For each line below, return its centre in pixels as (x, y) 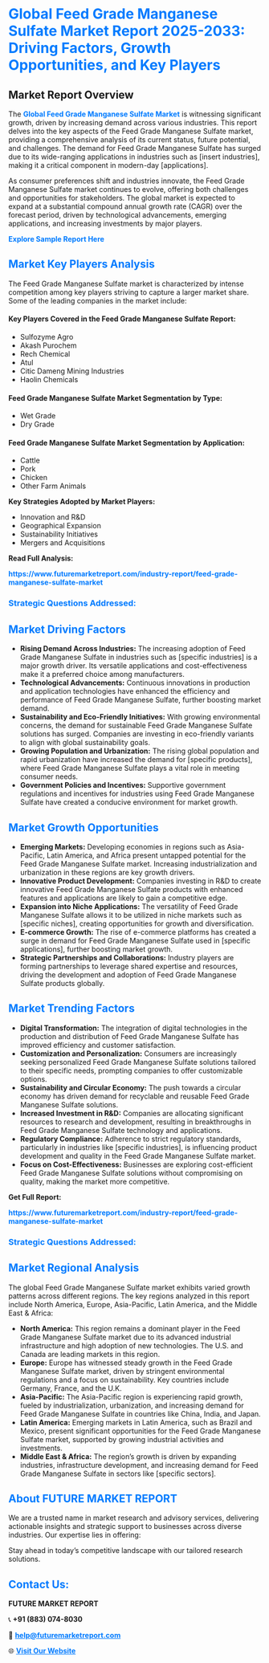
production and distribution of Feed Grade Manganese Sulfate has (129, 1036)
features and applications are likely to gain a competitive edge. (124, 898)
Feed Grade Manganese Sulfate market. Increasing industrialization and (139, 863)
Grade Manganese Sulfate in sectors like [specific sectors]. (118, 1473)
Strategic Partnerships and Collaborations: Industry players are (127, 957)
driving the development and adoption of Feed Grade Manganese (128, 974)
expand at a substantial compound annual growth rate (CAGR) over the (125, 206)
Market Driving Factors (67, 629)
